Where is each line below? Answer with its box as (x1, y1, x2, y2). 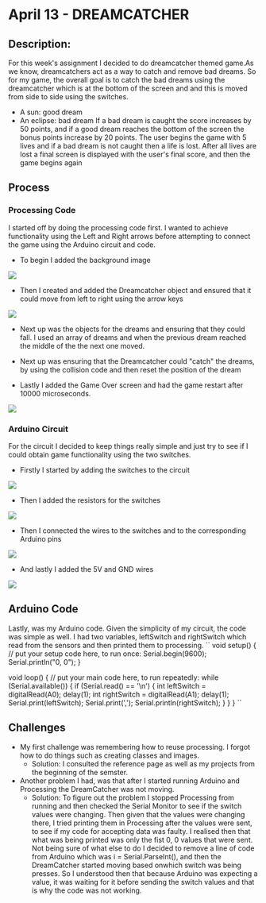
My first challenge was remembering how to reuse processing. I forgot (19, 742, 251, 751)
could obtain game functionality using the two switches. (8, 450, 191, 459)
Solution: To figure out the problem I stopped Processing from (31, 793, 234, 802)
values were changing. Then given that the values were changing (31, 809, 245, 819)
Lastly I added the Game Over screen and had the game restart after (19, 380, 244, 390)
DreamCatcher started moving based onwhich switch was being (31, 860, 242, 870)
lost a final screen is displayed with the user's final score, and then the (19, 149, 251, 159)
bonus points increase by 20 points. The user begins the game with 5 (19, 133, 247, 142)
